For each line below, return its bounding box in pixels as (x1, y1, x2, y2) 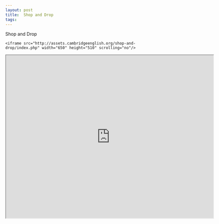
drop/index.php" (5, 46, 40, 51)
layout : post (5, 7, 33, 13)
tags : (5, 17, 17, 22)
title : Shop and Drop (5, 12, 54, 17)
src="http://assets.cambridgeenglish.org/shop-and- (23, 41, 136, 46)
